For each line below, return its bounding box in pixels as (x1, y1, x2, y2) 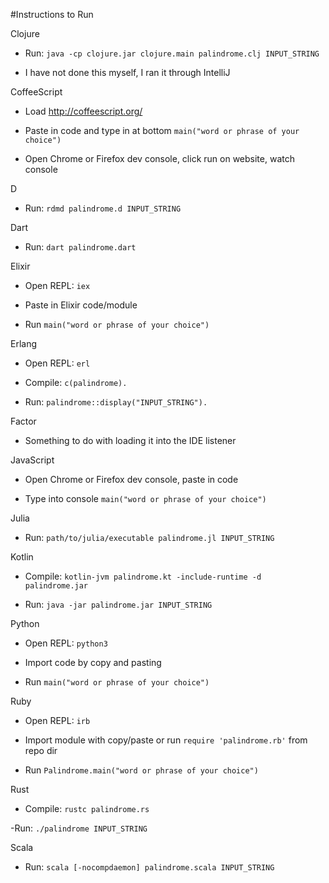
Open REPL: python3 (24, 637, 108, 649)
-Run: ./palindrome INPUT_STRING (10, 822, 148, 834)
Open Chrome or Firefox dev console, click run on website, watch (24, 153, 295, 164)
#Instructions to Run (10, 9, 94, 20)
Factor (10, 415, 37, 427)
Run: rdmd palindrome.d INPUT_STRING (24, 202, 182, 214)
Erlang (10, 338, 38, 349)
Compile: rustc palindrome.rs (24, 803, 150, 814)
